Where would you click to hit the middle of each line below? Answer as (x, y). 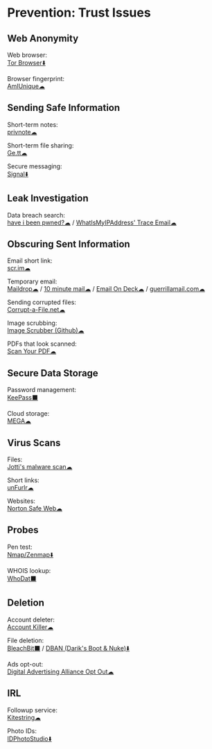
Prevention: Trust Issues (79, 13)
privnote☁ (22, 132)
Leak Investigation (48, 199)
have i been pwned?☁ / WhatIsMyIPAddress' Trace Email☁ (92, 222)
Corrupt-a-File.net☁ (36, 310)
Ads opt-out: (25, 664)
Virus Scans (34, 442)
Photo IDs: (22, 731)
